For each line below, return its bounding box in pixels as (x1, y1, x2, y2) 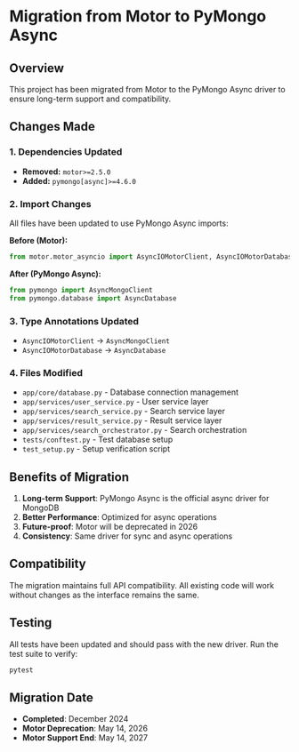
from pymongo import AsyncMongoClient (9, 285, 153, 294)
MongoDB (21, 502, 60, 513)
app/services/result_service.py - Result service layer (21, 415, 222, 426)
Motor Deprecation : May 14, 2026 (21, 723, 149, 734)
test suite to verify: (9, 648, 78, 659)
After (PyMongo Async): (9, 268, 101, 279)
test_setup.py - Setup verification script (21, 444, 171, 454)
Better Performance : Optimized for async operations (21, 512, 217, 523)
